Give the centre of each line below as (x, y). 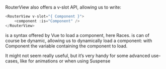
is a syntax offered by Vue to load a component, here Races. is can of (77, 35)
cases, (12, 61)
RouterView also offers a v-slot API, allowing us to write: (63, 7)
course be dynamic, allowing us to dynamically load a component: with (79, 40)
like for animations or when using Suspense (65, 61)
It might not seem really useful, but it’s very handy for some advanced (77, 55)
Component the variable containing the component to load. (66, 46)
